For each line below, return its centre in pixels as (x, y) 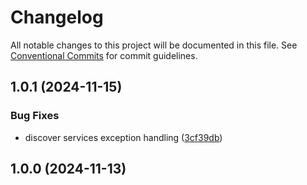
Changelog (57, 17)
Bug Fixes (35, 116)
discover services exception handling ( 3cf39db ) (123, 137)
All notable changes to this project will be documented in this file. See (154, 45)
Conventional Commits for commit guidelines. (104, 55)
